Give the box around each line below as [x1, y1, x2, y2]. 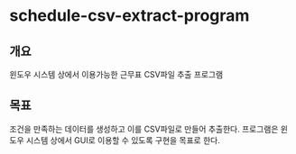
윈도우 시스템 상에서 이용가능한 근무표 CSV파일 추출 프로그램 [9, 69, 224, 79]
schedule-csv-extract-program [9, 5, 250, 26]
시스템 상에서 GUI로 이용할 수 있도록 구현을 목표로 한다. [25, 134, 221, 145]
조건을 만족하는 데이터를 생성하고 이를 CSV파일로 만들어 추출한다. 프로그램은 [9, 123, 279, 134]
